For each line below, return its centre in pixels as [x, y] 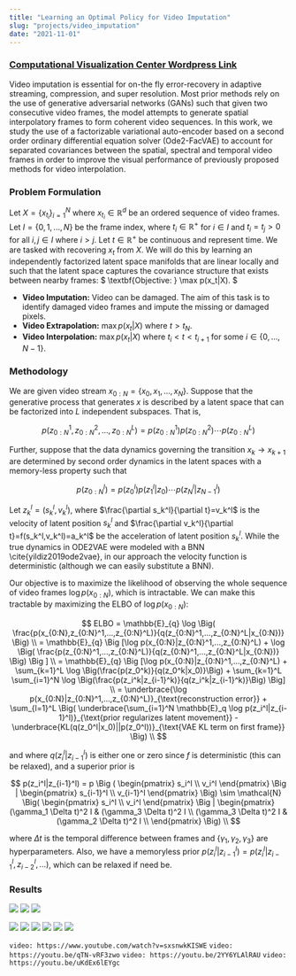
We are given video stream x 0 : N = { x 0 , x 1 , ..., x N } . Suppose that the [131, 392]
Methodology [39, 371]
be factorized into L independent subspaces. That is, [105, 412]
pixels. [34, 316]
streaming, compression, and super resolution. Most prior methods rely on [144, 93]
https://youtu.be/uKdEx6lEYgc [65, 963]
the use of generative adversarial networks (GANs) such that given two [138, 103]
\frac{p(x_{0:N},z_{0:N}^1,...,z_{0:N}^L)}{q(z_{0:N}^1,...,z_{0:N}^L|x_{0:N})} [148, 633]
